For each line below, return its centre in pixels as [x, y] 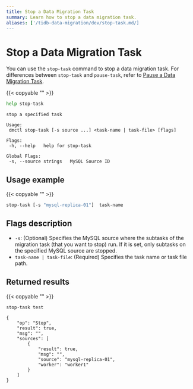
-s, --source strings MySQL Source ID [59, 161]
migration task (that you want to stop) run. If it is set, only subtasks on [100, 244]
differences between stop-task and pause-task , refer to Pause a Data [91, 75]
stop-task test [25, 307]
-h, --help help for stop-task [50, 146]
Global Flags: [24, 156]
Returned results [38, 282]
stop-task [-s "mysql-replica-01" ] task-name [65, 205]
